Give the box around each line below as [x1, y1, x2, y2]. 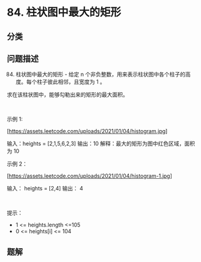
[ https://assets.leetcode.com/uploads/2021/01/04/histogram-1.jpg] [7, 172, 172, 179]
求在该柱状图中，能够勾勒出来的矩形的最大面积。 [7, 91, 128, 98]
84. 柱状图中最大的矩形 [7, 5, 122, 19]
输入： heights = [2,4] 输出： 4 [7, 185, 84, 192]
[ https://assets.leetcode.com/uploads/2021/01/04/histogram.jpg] [7, 128, 168, 135]
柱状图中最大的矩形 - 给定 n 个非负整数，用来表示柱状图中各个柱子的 [15, 70, 186, 78]
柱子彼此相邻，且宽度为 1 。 [36, 78, 106, 86]
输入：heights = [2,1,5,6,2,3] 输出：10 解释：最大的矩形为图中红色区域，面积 [7, 140, 195, 148]
